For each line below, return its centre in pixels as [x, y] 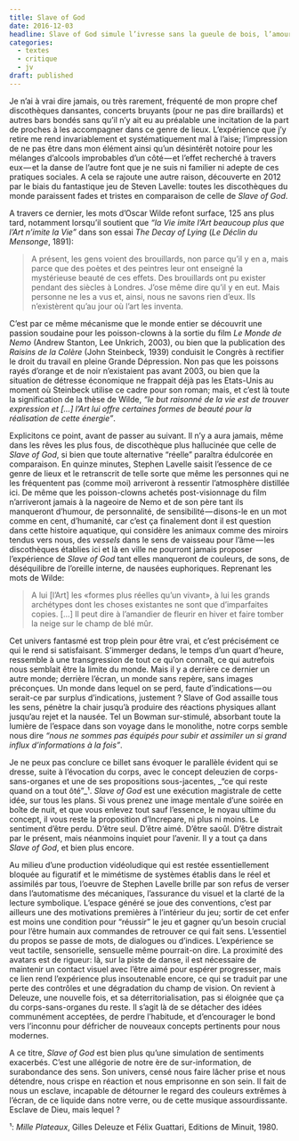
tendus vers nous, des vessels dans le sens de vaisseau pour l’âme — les [142, 540]
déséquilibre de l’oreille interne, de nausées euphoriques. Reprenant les [141, 568]
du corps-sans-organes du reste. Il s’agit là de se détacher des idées [136, 1007]
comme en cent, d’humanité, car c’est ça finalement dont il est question [140, 521]
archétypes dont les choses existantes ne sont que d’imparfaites [149, 604]
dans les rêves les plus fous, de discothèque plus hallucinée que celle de [143, 445]
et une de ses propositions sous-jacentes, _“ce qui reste [165, 781]
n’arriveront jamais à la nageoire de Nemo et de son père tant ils [126, 501]
